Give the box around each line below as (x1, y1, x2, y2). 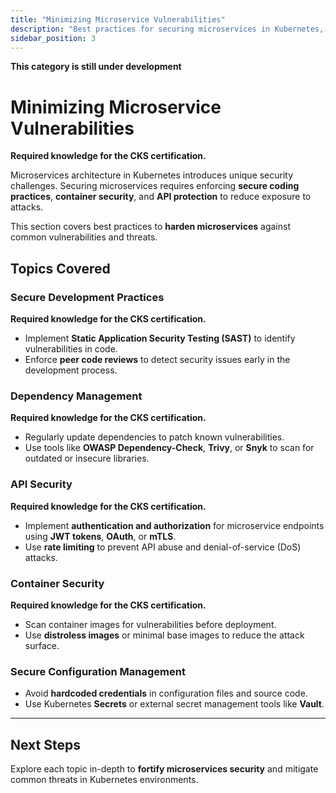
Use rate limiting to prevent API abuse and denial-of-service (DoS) (24, 541, 302, 553)
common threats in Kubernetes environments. (10, 774, 199, 785)
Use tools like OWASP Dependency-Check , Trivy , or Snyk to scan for (24, 442, 315, 454)
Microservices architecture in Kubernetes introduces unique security (10, 169, 294, 181)
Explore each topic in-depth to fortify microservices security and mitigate (10, 763, 319, 775)
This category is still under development (10, 61, 182, 73)
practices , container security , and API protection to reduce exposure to (10, 191, 312, 203)
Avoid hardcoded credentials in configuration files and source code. (24, 687, 308, 700)
